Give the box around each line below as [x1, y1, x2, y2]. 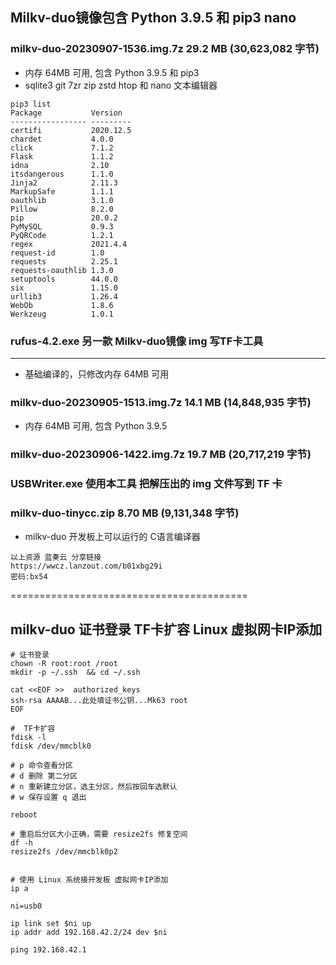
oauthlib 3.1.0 [10, 195, 114, 205]
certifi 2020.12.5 [10, 125, 132, 135]
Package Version [10, 108, 123, 118]
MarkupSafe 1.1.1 [10, 186, 114, 197]
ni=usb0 [10, 901, 43, 912]
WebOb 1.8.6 [10, 300, 114, 310]
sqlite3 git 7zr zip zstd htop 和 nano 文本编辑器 [24, 79, 218, 91]
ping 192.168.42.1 [10, 945, 87, 955]
